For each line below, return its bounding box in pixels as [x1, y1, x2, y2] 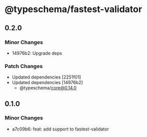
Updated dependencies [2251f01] [12, 74, 81, 80]
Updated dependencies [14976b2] [12, 80, 83, 86]
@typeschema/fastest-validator [5, 4, 142, 15]
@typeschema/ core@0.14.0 [19, 85, 77, 91]
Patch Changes [5, 62, 43, 70]
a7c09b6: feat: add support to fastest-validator [12, 126, 109, 132]
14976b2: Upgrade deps [12, 50, 62, 56]
